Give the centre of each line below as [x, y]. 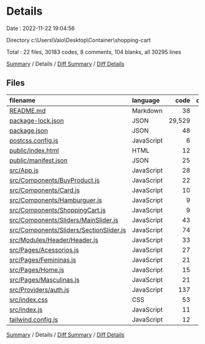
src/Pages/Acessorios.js [44, 250]
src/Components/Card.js [45, 190]
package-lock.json [37, 121]
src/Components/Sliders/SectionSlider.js [68, 230]
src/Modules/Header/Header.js [54, 240]
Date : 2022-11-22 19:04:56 [41, 28]
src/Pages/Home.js [37, 269]
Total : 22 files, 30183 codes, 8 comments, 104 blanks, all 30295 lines [94, 52]
